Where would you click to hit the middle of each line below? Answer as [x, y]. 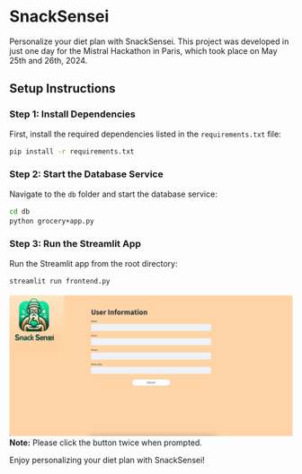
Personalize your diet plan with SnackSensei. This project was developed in [149, 41]
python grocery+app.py [52, 221]
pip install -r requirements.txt [72, 151]
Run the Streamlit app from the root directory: [93, 263]
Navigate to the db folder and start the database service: [113, 194]
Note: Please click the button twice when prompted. [106, 443]
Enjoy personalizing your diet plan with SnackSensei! [107, 461]
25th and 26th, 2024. [49, 60]
